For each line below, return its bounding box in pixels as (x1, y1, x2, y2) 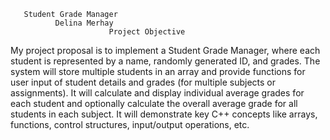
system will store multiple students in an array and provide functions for (10, 66, 306, 77)
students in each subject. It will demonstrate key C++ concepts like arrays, (10, 108, 318, 120)
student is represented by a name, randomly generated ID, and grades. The (10, 55, 321, 67)
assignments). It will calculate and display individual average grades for (10, 87, 305, 99)
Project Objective (108, 27, 186, 37)
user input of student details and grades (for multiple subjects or (10, 76, 277, 88)
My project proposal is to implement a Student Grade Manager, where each (10, 45, 321, 56)
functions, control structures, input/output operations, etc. (10, 119, 250, 130)
